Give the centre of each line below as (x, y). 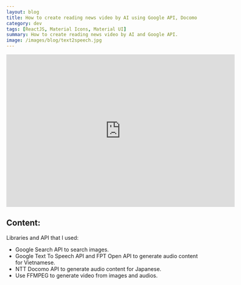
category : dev (24, 23)
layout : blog (23, 12)
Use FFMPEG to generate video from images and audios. (86, 275)
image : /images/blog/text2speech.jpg (54, 40)
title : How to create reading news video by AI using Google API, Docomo (102, 18)
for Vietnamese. (35, 262)
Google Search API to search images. (62, 249)
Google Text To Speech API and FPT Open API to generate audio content (106, 256)
